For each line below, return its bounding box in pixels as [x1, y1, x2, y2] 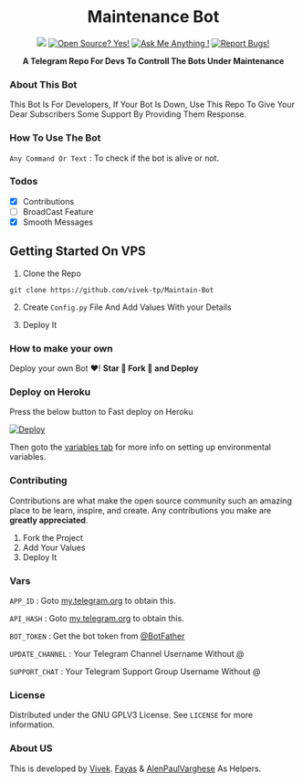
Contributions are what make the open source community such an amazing [9, 495, 292, 506]
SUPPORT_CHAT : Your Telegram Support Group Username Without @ [9, 666, 261, 677]
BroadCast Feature [22, 206, 94, 217]
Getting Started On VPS [9, 244, 146, 259]
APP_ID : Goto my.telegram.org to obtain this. [9, 596, 176, 607]
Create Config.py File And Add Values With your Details [22, 302, 232, 312]
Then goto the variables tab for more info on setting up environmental [9, 441, 272, 453]
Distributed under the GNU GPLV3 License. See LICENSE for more [9, 710, 254, 721]
